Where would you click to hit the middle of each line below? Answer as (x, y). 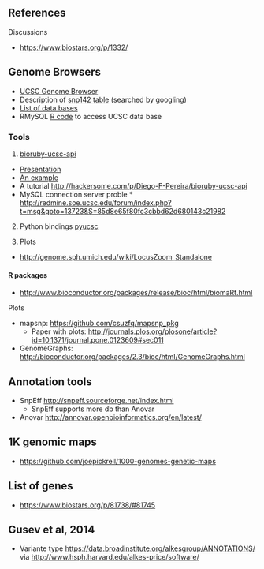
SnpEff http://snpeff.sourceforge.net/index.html (97, 400)
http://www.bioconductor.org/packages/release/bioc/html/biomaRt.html (136, 293)
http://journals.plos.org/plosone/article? (152, 331)
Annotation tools (50, 382)
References (37, 13)
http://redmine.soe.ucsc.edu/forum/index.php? (95, 202)
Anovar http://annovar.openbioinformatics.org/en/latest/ (111, 417)
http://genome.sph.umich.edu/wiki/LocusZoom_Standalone (116, 256)
